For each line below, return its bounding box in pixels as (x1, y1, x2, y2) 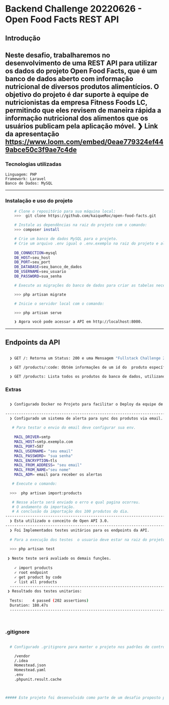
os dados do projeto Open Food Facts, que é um (5, 67, 157, 75)
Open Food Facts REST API (5, 14, 119, 25)
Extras (5, 386, 22, 393)
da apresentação (5, 130, 59, 138)
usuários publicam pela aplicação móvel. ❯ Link (5, 122, 158, 130)
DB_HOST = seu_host (14, 255, 51, 260)
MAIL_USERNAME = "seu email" (14, 448, 73, 454)
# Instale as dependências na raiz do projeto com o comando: (14, 222, 147, 227)
